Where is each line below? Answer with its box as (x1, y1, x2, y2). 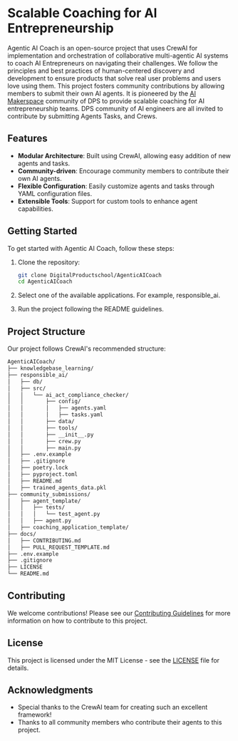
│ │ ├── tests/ (7, 504, 66, 511)
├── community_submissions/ (7, 490, 91, 498)
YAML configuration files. (17, 189, 93, 197)
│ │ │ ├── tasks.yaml (7, 411, 103, 418)
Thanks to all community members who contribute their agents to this (17, 718, 222, 727)
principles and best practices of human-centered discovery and (7, 66, 195, 75)
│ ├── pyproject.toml (7, 471, 78, 478)
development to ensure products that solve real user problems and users (7, 73, 222, 83)
